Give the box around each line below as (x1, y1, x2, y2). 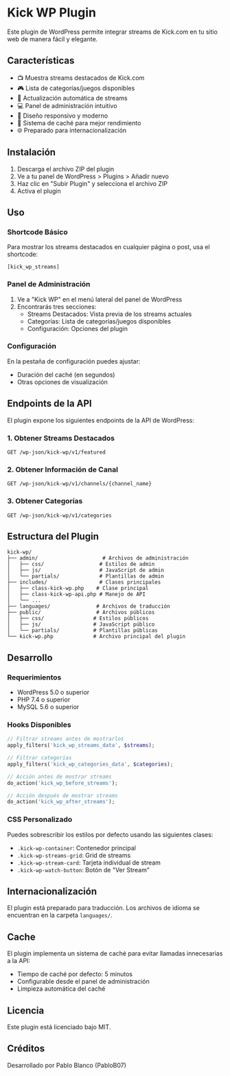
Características (7, 55, 75, 67)
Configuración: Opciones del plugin (27, 324, 128, 333)
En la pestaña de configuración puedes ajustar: (7, 357, 141, 366)
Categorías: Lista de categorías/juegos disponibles (27, 317, 172, 325)
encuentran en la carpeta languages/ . (7, 911, 113, 920)
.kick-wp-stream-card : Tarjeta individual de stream (16, 858, 161, 867)
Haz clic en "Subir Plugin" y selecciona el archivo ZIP (16, 179, 168, 187)
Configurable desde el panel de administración (16, 978, 150, 986)
